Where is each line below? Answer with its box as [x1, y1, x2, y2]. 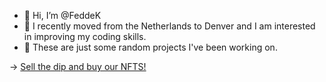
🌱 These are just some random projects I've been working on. [23, 41, 278, 53]
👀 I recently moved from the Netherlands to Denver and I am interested [23, 20, 316, 32]
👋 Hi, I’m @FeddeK [23, 10, 102, 21]
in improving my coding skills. [23, 31, 147, 42]
